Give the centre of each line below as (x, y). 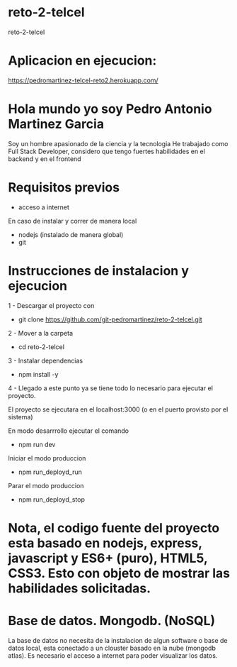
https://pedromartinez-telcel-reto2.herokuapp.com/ (83, 80)
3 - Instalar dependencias (46, 360)
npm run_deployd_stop (52, 499)
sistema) (21, 417)
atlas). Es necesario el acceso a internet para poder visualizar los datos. (113, 655)
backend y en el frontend (45, 159)
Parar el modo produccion (46, 485)
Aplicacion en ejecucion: (82, 61)
